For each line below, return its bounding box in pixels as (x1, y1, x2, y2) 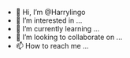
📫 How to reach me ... (15, 42, 89, 50)
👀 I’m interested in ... (15, 16, 83, 25)
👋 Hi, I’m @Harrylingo (15, 8, 86, 16)
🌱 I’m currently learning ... (15, 24, 100, 33)
